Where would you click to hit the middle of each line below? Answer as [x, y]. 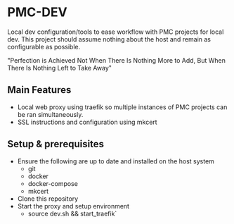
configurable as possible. [44, 46]
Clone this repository [48, 199]
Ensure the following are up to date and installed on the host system [116, 161]
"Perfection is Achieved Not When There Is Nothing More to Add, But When [117, 60]
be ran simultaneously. [50, 114]
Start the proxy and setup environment [73, 206]
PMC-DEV [38, 12]
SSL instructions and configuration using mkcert [87, 122]
